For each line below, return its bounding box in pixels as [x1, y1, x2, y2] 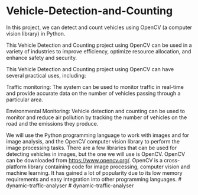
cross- [164, 156, 180, 164]
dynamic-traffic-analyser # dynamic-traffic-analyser [6, 182, 134, 189]
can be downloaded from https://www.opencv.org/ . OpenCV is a [6, 156, 163, 164]
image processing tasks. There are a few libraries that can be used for [6, 144, 177, 151]
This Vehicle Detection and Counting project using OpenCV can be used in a [6, 41, 192, 49]
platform [6, 163, 27, 170]
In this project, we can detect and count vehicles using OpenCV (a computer [6, 24, 193, 31]
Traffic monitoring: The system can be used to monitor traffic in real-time [6, 83, 184, 90]
